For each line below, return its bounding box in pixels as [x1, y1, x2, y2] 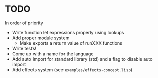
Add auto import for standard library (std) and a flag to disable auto [12, 56, 153, 62]
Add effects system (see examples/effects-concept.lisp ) [12, 66, 133, 73]
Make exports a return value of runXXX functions [19, 40, 122, 46]
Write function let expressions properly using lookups [12, 29, 124, 35]
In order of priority [5, 20, 44, 26]
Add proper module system [12, 35, 70, 41]
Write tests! [12, 45, 37, 51]
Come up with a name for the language [12, 51, 94, 57]
